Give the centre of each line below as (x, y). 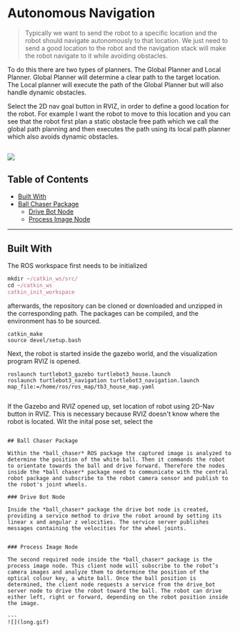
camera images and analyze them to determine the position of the (108, 572)
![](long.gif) (29, 622)
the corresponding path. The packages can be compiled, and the (103, 313)
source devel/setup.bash (44, 340)
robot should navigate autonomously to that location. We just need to (126, 40)
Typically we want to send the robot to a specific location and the (121, 33)
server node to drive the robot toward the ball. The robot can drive (115, 591)
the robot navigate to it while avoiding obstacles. (96, 56)
